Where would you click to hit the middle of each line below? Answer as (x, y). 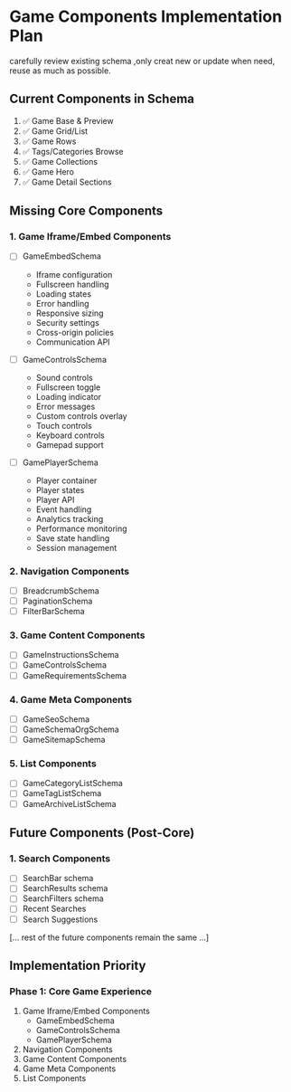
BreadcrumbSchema (61, 591)
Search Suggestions (60, 919)
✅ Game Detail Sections (67, 182)
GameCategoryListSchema (73, 783)
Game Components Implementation (146, 17)
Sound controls (64, 377)
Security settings (67, 322)
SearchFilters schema (63, 898)
